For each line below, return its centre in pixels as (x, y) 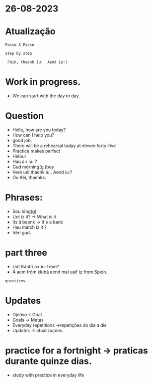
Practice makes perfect (36, 151)
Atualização (30, 32)
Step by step (19, 54)
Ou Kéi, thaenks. (29, 177)
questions (15, 281)
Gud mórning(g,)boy (33, 167)
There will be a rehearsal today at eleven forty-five (64, 146)
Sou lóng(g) (24, 211)
